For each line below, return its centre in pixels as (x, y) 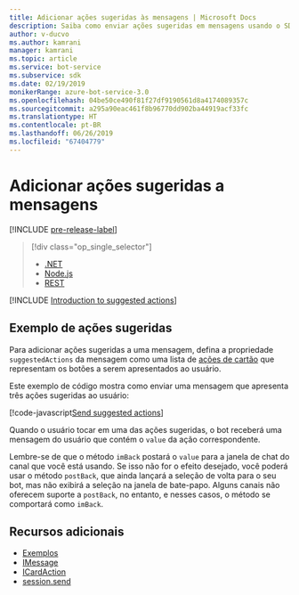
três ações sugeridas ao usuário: (69, 395)
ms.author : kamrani (45, 42)
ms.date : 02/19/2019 (48, 84)
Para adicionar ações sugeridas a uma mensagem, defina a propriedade (141, 349)
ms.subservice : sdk (45, 76)
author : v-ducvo (39, 34)
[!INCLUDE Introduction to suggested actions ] (93, 300)
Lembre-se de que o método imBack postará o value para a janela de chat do (149, 456)
